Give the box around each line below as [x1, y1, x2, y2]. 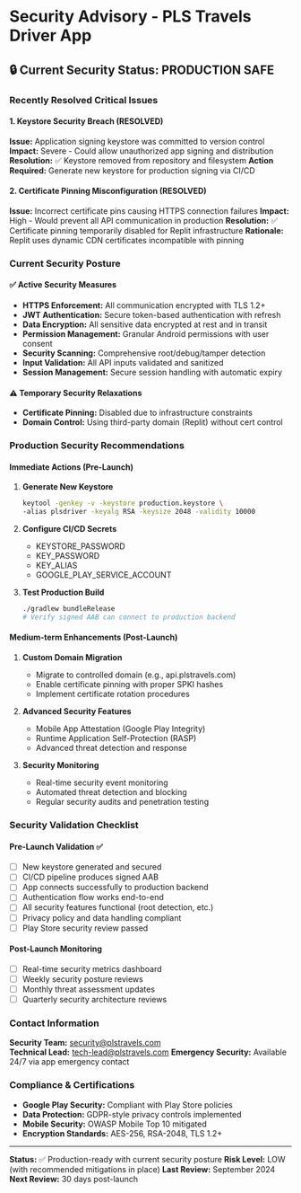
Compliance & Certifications [9, 1079, 135, 1091]
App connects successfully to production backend [21, 882, 209, 893]
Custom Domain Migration [21, 652, 123, 663]
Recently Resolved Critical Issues [9, 93, 159, 106]
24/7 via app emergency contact [9, 1056, 130, 1067]
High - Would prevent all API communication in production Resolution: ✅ [9, 215, 279, 225]
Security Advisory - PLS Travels [9, 6, 252, 27]
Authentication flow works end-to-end [21, 892, 164, 903]
